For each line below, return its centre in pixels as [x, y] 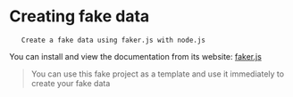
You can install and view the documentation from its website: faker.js [135, 56]
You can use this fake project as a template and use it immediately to [157, 74]
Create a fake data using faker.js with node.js [113, 40]
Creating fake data [80, 16]
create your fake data [71, 83]
